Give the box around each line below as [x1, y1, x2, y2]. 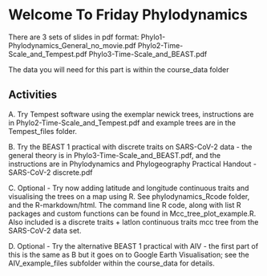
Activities [8, 88, 58, 102]
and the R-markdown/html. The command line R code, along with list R [8, 200, 241, 209]
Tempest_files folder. [8, 126, 78, 136]
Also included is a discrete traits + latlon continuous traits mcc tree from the [8, 217, 259, 226]
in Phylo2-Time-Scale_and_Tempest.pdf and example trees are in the [8, 118, 237, 128]
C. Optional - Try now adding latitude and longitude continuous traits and [8, 183, 249, 193]
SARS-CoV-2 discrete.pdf [8, 167, 93, 177]
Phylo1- [140, 32, 166, 42]
